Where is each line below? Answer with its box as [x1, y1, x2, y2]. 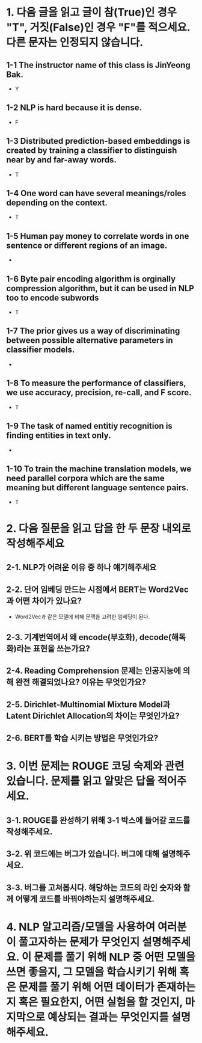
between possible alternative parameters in [6, 335, 173, 346]
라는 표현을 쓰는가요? [16, 644, 90, 654]
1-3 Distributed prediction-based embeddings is [6, 136, 191, 146]
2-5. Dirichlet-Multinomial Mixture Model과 [6, 699, 170, 710]
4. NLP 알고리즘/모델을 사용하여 [6, 920, 155, 934]
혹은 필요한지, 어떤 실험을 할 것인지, [18, 995, 183, 1009]
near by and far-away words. [6, 155, 117, 165]
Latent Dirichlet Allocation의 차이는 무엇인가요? [6, 710, 180, 721]
